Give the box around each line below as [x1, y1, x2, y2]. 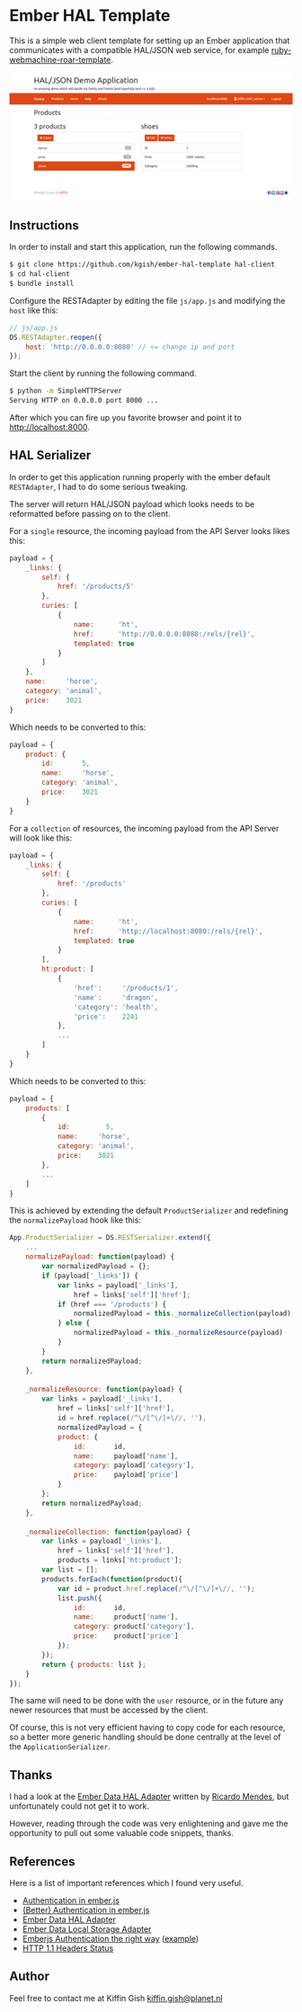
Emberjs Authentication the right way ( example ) [22, 1934, 200, 1945]
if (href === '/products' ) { [57, 1300, 167, 1309]
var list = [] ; [41, 1565, 99, 1574]
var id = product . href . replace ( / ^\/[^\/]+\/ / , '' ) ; [57, 1584, 255, 1593]
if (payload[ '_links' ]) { [41, 1271, 139, 1280]
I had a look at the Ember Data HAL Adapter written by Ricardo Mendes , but [9, 1791, 289, 1803]
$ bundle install [9, 279, 75, 288]
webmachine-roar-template [9, 54, 111, 65]
